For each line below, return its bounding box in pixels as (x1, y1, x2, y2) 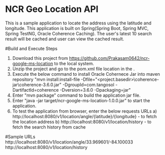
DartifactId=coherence (12, 87, 59, 93)
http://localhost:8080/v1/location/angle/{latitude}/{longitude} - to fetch (12, 113, 157, 119)
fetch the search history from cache (12, 124, 86, 130)
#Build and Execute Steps (5, 45, 58, 51)
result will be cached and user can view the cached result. (5, 36, 124, 42)
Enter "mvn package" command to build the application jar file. (12, 92, 141, 98)
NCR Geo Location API (5, 3, 99, 15)
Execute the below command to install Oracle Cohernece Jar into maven (12, 71, 160, 77)
